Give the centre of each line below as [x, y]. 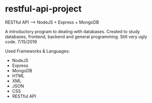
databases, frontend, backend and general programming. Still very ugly [76, 37]
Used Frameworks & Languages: [38, 51]
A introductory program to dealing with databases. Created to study [73, 31]
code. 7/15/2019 [21, 41]
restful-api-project [43, 9]
